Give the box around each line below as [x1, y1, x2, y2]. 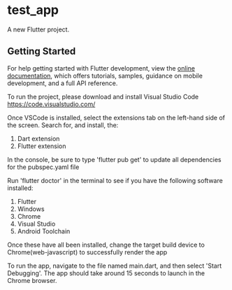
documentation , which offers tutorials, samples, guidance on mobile [7, 71, 203, 80]
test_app [7, 2, 59, 18]
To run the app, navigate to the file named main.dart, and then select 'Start [7, 261, 222, 270]
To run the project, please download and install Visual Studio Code [7, 92, 199, 101]
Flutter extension [17, 142, 66, 150]
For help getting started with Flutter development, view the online [7, 64, 196, 72]
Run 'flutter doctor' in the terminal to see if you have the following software [7, 176, 224, 184]
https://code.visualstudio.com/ [7, 100, 96, 108]
